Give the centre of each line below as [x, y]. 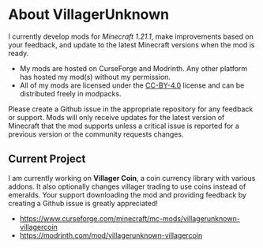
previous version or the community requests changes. [96, 134]
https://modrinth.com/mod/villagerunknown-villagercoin [111, 235]
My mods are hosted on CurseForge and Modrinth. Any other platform [133, 68]
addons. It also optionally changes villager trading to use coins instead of [127, 186]
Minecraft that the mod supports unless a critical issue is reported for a [124, 126]
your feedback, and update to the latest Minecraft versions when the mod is [131, 44]
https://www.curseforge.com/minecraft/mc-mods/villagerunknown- [130, 218]
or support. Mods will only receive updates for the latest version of [116, 117]
